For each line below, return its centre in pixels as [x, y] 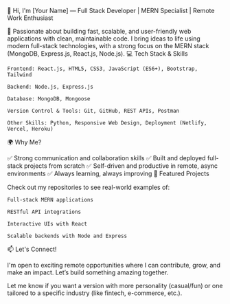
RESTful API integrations [44, 212]
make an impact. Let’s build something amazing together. [88, 272]
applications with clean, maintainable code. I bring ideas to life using [104, 39]
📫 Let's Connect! [32, 249]
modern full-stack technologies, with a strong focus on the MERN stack [108, 46]
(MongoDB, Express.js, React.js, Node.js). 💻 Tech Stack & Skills [97, 54]
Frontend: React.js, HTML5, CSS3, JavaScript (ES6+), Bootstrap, [102, 69]
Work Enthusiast [30, 18]
